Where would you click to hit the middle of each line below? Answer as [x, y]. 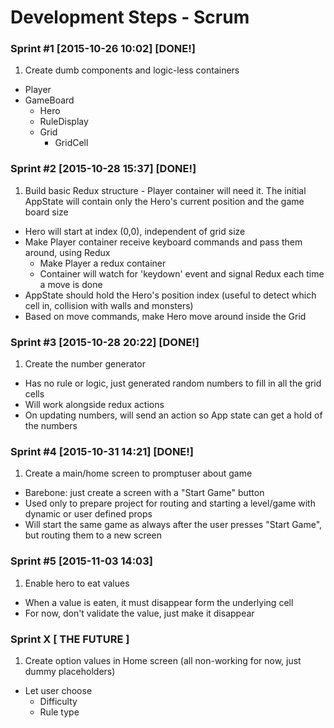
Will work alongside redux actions [94, 405]
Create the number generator [85, 364]
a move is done [71, 284]
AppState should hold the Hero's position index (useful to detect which [170, 295]
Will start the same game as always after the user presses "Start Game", [173, 525]
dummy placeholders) [70, 671]
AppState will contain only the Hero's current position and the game [164, 201]
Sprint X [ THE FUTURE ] [70, 639]
